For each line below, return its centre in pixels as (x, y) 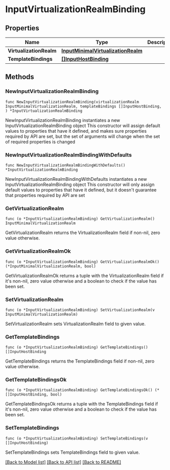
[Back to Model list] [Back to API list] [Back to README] (63, 462)
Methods (20, 77)
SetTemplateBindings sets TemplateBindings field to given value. (73, 452)
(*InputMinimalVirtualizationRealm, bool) (51, 266)
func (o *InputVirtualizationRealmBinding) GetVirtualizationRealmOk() (82, 262)
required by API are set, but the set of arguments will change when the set (83, 136)
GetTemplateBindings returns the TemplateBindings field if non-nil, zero (80, 361)
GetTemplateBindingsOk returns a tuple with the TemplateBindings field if (82, 404)
